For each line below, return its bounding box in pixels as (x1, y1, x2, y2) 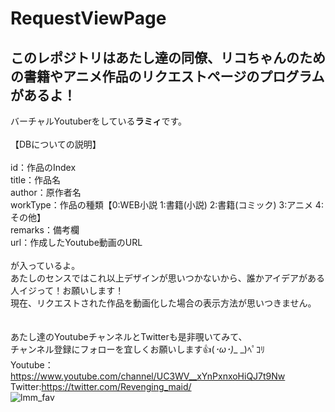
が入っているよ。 (10, 260, 81, 271)
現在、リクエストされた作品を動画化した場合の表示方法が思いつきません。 (10, 297, 317, 309)
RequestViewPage (10, 7, 167, 30)
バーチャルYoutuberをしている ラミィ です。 (10, 115, 188, 127)
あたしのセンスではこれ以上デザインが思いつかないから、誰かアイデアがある (10, 272, 326, 284)
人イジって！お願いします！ (10, 285, 125, 296)
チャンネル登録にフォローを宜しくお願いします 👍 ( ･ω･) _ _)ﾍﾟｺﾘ (10, 343, 265, 355)
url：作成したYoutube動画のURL (10, 237, 143, 248)
